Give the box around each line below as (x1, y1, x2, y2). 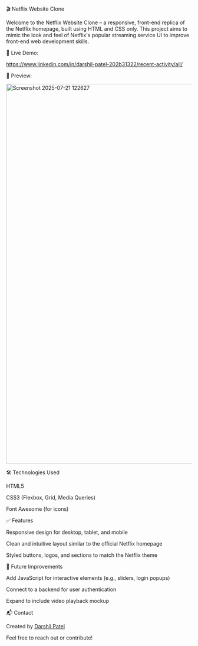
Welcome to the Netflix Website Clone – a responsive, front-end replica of (6, 19, 185, 26)
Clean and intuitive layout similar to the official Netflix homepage (6, 540, 163, 547)
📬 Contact (6, 609, 34, 616)
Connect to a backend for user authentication (6, 586, 117, 593)
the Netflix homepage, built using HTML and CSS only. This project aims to (6, 25, 187, 32)
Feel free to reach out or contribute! (6, 634, 93, 641)
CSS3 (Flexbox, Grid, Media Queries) (6, 494, 96, 501)
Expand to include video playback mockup (6, 598, 110, 604)
